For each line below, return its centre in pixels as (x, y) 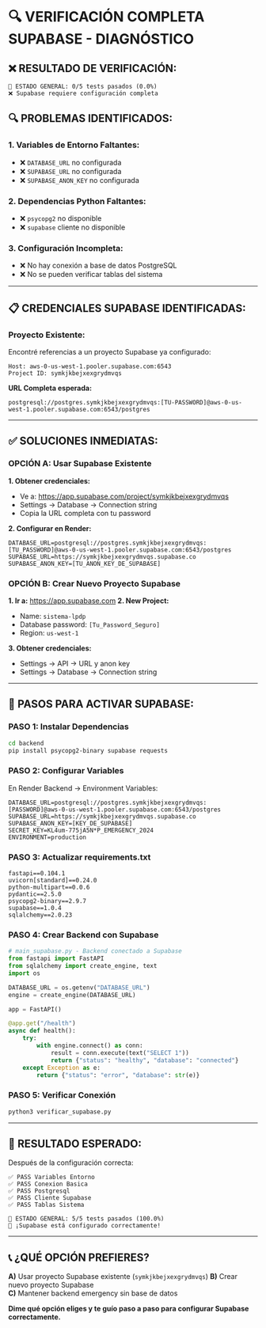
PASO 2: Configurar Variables (66, 771)
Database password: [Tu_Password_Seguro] (90, 624)
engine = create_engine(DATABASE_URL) (72, 995)
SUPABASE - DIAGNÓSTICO (101, 39)
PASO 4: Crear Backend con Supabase (84, 935)
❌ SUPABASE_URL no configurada (70, 171)
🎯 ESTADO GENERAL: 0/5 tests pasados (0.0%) (83, 86)
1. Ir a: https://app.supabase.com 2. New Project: (89, 601)
